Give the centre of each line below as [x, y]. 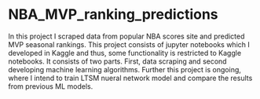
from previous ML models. [51, 86]
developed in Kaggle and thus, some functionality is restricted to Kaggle [125, 53]
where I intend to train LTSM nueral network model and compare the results [130, 78]
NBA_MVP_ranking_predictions [113, 15]
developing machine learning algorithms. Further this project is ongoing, [125, 69]
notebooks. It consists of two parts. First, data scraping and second [117, 61]
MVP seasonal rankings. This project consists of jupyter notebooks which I [129, 44]
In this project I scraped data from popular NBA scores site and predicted [126, 36]
